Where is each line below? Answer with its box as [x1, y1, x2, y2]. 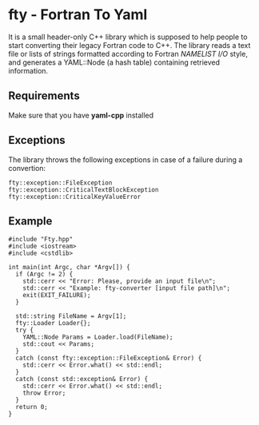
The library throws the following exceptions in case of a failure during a [8, 154, 243, 165]
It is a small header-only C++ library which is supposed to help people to [8, 32, 248, 42]
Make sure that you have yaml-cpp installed [8, 110, 154, 120]
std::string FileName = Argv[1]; [15, 312, 127, 320]
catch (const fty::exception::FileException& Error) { [15, 354, 202, 363]
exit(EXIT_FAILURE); [22, 292, 91, 300]
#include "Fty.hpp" [8, 236, 74, 244]
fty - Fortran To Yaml [8, 6, 148, 24]
